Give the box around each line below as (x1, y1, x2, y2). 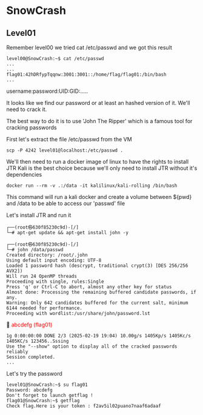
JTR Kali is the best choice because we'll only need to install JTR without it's (6, 164, 198, 172)
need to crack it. (6, 106, 47, 113)
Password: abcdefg (6, 387, 53, 393)
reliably (6, 349, 28, 355)
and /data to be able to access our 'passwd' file (6, 200, 125, 207)
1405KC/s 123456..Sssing (6, 338, 69, 344)
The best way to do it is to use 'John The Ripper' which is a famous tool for (6, 118, 193, 124)
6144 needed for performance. (6, 305, 83, 311)
